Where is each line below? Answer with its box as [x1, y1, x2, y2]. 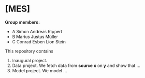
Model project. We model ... [12, 67, 68, 73]
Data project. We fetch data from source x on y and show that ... [12, 63, 141, 68]
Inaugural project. [12, 57, 47, 63]
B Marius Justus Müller [12, 34, 58, 39]
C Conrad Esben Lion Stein [12, 39, 66, 44]
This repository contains [5, 48, 54, 54]
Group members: [5, 19, 40, 25]
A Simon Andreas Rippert [12, 28, 63, 34]
